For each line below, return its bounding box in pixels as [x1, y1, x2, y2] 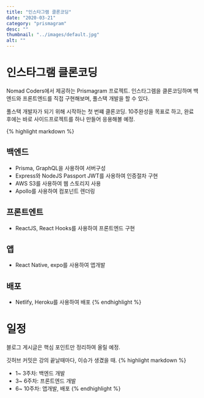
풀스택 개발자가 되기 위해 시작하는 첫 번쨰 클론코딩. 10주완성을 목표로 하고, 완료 [6, 108, 194, 115]
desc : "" [6, 26, 29, 32]
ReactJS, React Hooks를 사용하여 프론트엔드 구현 [15, 224, 136, 231]
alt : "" [6, 37, 26, 43]
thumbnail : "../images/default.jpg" [6, 32, 100, 38]
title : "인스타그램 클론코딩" [6, 9, 72, 15]
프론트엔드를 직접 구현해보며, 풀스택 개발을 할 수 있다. [22, 94, 150, 102]
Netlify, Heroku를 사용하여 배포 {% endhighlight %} [15, 298, 142, 306]
